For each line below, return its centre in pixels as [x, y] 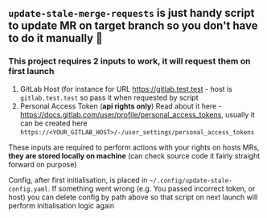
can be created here [53, 123]
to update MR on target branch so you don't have [133, 26]
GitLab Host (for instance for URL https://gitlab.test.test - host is [126, 88]
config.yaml [28, 189]
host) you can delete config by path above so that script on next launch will [133, 197]
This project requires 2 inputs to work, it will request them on [129, 61]
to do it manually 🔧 [55, 38]
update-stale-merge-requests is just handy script [131, 13]
